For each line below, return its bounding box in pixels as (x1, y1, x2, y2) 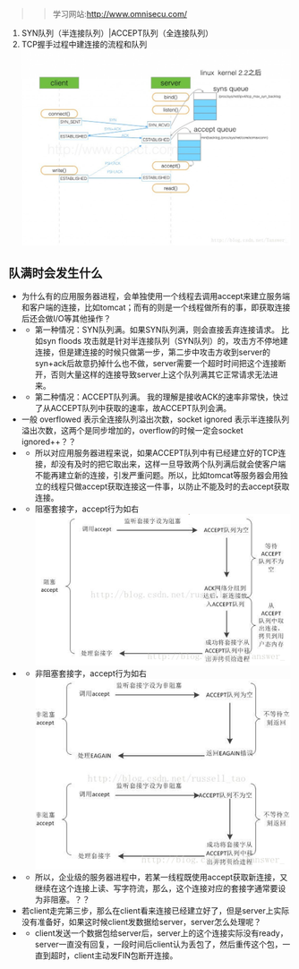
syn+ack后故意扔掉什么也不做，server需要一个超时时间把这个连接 (34, 358, 278, 369)
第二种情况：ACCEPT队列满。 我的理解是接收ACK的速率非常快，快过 (34, 391, 289, 402)
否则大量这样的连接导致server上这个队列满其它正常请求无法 (50, 369, 270, 380)
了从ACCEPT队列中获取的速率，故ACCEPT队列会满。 (34, 403, 232, 414)
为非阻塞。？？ (34, 894, 90, 905)
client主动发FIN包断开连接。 (73, 949, 178, 961)
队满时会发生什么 (8, 265, 103, 280)
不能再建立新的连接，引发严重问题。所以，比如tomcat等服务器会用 (34, 470, 281, 481)
